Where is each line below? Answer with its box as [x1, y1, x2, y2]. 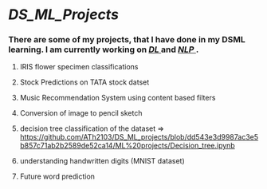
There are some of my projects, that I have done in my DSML [8, 34, 245, 45]
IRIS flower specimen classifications [19, 62, 139, 72]
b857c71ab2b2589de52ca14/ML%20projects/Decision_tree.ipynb [19, 141, 235, 151]
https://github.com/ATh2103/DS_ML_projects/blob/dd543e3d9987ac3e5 [19, 132, 259, 142]
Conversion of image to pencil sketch [19, 108, 143, 118]
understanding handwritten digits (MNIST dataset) [19, 156, 185, 166]
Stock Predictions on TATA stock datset [19, 77, 150, 87]
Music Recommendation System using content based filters [19, 93, 216, 103]
